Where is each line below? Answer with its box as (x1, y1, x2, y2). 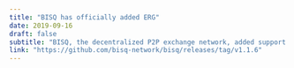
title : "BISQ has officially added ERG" (9, 12, 161, 22)
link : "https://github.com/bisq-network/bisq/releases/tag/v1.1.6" (9, 46, 263, 55)
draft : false (9, 29, 57, 38)
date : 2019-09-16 (9, 21, 73, 30)
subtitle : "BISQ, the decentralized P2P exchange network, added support (9, 37, 287, 47)
